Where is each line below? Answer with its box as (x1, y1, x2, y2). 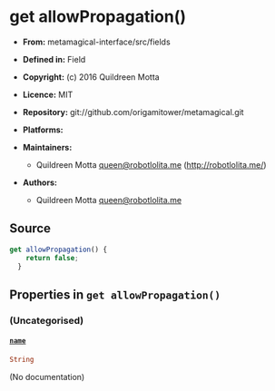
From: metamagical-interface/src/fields (22, 36, 171, 47)
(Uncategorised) (9, 314, 84, 327)
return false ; (25, 253, 79, 262)
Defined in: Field (22, 54, 86, 64)
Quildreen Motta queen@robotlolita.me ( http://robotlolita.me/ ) (35, 159, 267, 170)
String (9, 355, 34, 364)
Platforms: (22, 124, 64, 135)
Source (9, 220, 52, 237)
